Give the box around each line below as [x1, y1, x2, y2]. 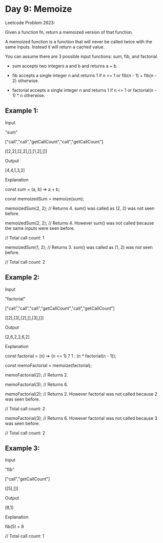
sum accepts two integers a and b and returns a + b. [12, 63, 118, 69]
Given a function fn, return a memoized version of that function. [5, 29, 133, 35]
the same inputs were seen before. [5, 225, 75, 231]
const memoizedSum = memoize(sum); [5, 195, 84, 202]
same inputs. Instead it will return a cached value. [5, 44, 105, 50]
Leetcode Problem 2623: [5, 20, 55, 26]
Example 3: [5, 444, 40, 452]
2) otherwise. [12, 78, 39, 83]
